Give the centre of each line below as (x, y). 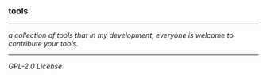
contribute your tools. (43, 44)
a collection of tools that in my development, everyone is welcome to (121, 35)
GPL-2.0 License (35, 66)
